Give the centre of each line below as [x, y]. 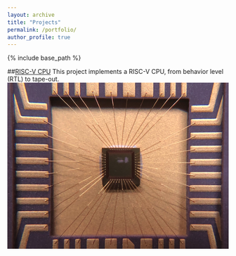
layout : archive [31, 15]
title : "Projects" [34, 22]
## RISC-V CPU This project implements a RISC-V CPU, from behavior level [115, 72]
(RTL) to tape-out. [33, 79]
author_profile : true [39, 37]
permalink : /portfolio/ [42, 30]
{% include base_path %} [44, 58]
